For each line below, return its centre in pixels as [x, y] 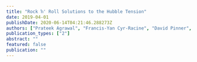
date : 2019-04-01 [28, 17]
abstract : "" [22, 39]
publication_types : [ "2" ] [38, 34]
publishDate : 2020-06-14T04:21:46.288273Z [59, 22]
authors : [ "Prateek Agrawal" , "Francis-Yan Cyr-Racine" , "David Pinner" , [99, 28]
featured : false [26, 45]
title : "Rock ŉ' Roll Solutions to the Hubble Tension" [76, 12]
